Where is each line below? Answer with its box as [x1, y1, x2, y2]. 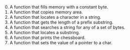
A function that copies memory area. [9, 9, 83, 15]
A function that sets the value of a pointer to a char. [9, 40, 113, 45]
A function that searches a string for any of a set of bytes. [9, 25, 126, 30]
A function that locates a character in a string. [9, 14, 101, 20]
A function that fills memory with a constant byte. [9, 4, 108, 10]
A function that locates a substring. [9, 30, 80, 35]
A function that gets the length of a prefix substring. [9, 19, 114, 25]
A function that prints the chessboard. [9, 35, 86, 40]
